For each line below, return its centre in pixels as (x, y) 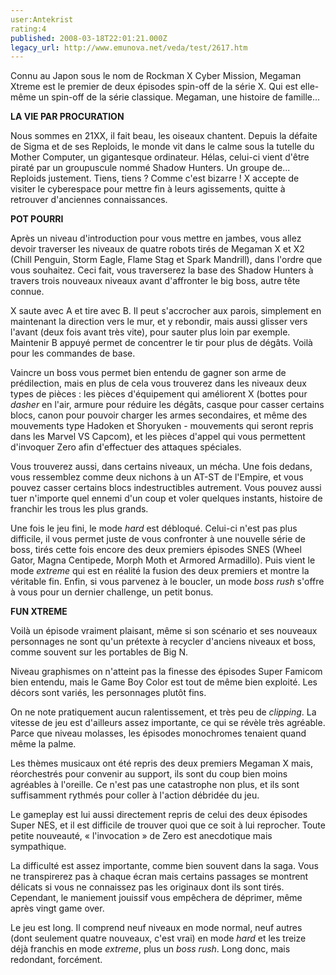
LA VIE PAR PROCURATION (67, 117)
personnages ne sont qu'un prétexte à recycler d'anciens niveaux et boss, (163, 642)
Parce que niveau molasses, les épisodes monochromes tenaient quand (158, 733)
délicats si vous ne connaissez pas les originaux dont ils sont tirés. (147, 887)
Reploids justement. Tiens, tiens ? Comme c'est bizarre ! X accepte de (155, 178)
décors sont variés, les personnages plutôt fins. (108, 693)
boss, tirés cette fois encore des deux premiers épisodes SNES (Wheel (156, 550)
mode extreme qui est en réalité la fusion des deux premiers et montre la (160, 571)
